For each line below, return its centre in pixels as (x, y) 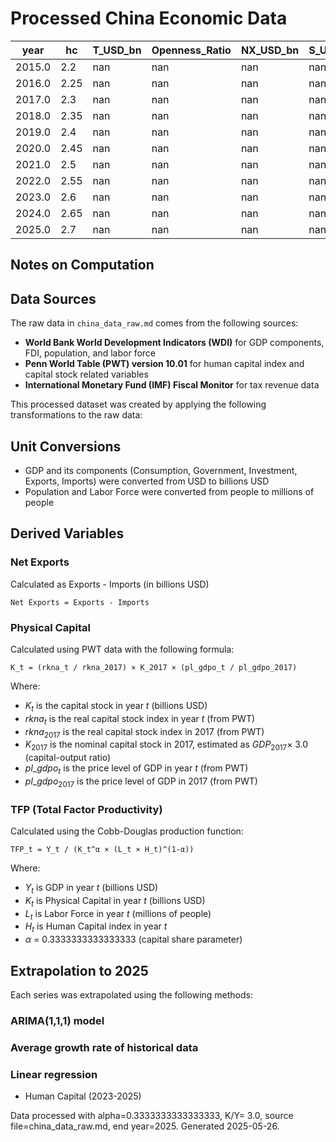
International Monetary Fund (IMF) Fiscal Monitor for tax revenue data (172, 385)
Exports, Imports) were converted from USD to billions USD (147, 481)
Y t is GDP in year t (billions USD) (91, 889)
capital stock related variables (86, 374)
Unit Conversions (66, 446)
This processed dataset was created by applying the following (138, 404)
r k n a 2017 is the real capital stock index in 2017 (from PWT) (144, 732)
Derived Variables (67, 533)
